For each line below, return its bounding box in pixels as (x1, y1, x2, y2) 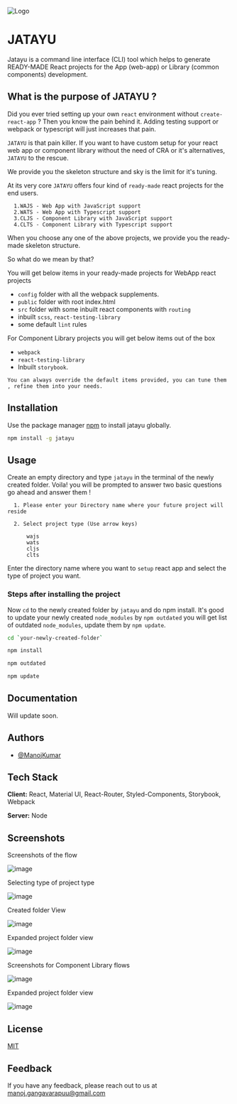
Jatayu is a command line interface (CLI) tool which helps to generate (7, 55, 211, 63)
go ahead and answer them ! (7, 488, 91, 497)
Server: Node (7, 811, 48, 820)
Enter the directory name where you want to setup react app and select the (7, 564, 227, 573)
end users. (7, 188, 39, 197)
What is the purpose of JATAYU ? (7, 91, 158, 103)
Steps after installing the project (7, 590, 121, 600)
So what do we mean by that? (7, 254, 94, 263)
